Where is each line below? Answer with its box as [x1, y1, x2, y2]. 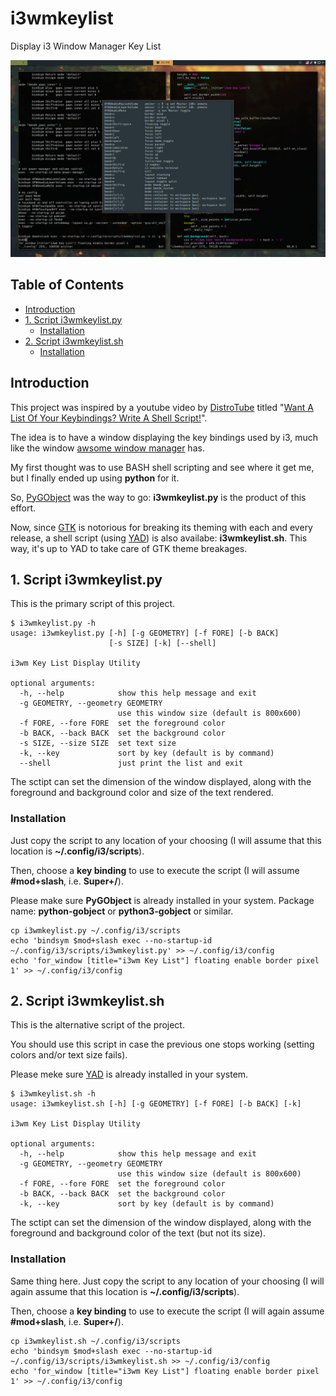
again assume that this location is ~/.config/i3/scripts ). [10, 1285, 240, 1297]
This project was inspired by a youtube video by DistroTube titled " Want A [10, 401, 314, 413]
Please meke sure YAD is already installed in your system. [10, 1068, 249, 1081]
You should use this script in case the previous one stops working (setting [10, 1038, 315, 1051]
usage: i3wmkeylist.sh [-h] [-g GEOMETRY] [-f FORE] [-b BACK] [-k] [10, 1099, 302, 1109]
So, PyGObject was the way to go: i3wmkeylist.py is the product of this [10, 491, 307, 503]
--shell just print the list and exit [19, 758, 244, 769]
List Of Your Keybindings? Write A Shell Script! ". [10, 412, 208, 424]
